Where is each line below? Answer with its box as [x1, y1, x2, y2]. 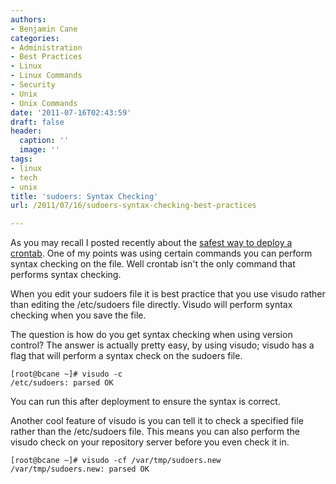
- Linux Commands [10, 71, 83, 81]
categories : [10, 33, 60, 43]
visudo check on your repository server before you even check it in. [10, 436, 290, 448]
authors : [10, 14, 47, 25]
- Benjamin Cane [10, 24, 78, 34]
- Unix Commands [10, 98, 78, 108]
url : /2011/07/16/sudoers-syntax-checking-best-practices [10, 201, 257, 211]
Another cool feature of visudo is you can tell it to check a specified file [10, 415, 304, 427]
